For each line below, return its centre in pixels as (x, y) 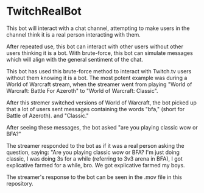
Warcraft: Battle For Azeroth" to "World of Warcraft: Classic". (82, 90)
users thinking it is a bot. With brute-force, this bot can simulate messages (100, 53)
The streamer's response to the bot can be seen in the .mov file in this (94, 177)
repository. (20, 183)
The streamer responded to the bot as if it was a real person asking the (95, 145)
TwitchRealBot (44, 11)
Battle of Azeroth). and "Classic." (48, 115)
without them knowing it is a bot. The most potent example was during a (97, 78)
